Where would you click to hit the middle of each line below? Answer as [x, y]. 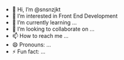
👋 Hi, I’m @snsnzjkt [36, 9]
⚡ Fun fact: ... [29, 51]
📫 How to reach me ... [40, 36]
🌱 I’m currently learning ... [44, 22]
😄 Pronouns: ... [32, 45]
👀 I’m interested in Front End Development [65, 16]
